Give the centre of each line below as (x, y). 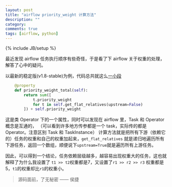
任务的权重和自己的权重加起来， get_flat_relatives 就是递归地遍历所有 (89, 139)
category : (16, 24)
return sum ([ (38, 95)
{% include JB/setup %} (31, 48)
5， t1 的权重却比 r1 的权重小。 (36, 169)
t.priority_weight (52, 100)
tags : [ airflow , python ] (32, 34)
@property (25, 86)
